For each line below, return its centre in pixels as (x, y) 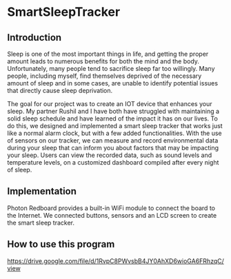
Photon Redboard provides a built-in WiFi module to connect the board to (111, 208)
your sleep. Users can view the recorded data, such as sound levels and (110, 155)
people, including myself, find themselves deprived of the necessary (104, 76)
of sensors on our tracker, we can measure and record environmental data (113, 141)
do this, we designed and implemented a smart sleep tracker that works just (115, 126)
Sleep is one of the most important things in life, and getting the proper (108, 54)
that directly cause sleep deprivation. (60, 91)
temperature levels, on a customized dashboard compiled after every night (113, 162)
